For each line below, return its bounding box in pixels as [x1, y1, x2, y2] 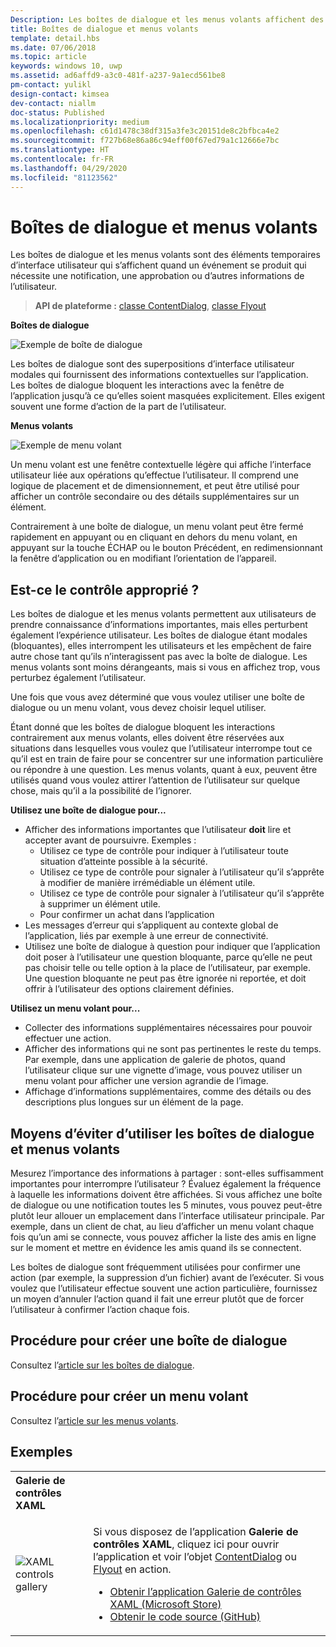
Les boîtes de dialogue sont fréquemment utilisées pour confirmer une [10, 1261, 301, 1273]
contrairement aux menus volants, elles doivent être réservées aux [10, 732, 285, 744]
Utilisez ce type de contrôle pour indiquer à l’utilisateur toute [39, 845, 289, 857]
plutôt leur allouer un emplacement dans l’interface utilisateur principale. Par [10, 1210, 325, 1222]
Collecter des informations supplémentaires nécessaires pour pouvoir [24, 1022, 313, 1034]
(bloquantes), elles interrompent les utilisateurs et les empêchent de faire [10, 640, 312, 652]
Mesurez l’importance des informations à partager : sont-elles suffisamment [10, 1167, 324, 1180]
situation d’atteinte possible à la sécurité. [39, 856, 208, 868]
